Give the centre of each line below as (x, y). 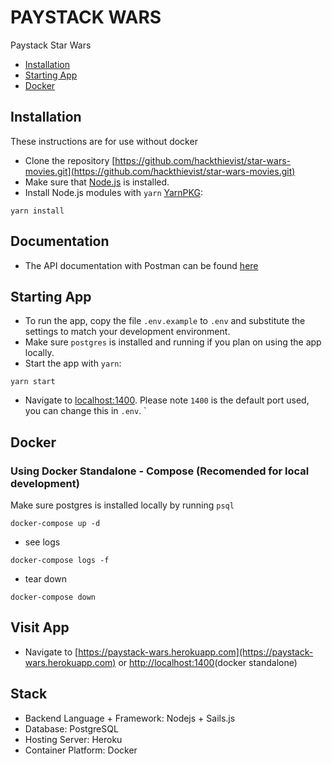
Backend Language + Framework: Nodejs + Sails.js (130, 718)
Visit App (40, 627)
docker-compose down (53, 597)
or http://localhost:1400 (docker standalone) (208, 662)
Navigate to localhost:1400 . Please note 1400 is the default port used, (167, 400)
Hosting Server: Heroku (73, 739)
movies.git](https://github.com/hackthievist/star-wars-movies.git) (160, 171)
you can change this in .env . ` (85, 411)
